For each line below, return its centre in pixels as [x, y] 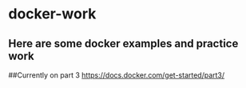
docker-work [52, 14]
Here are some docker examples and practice [123, 44]
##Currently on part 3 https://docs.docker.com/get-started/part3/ [117, 75]
